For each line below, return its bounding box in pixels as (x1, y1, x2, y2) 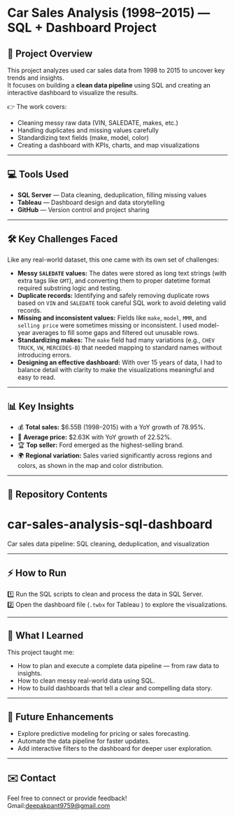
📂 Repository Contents (7, 488, 108, 500)
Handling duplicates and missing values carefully (17, 126, 159, 134)
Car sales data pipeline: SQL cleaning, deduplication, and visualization (7, 539, 210, 548)
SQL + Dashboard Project (7, 20, 157, 36)
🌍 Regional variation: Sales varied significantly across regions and (17, 451, 212, 460)
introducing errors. (17, 350, 72, 359)
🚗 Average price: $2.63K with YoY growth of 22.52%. (17, 433, 173, 441)
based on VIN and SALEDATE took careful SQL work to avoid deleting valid (17, 299, 226, 307)
